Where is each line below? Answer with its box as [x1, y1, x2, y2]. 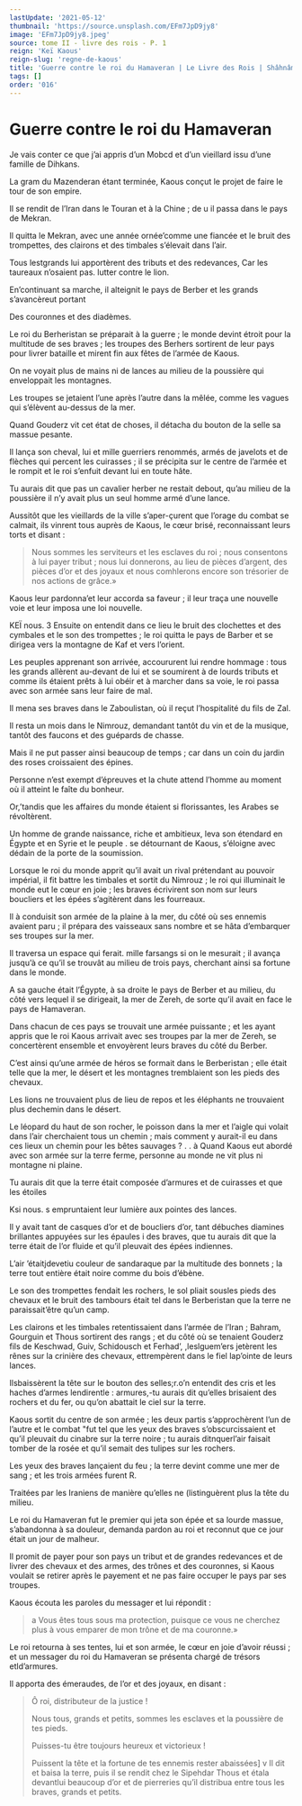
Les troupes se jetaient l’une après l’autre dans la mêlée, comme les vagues [9, 392, 289, 403]
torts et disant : [9, 529, 66, 540]
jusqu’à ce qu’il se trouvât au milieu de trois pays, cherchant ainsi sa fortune [9, 957, 290, 968]
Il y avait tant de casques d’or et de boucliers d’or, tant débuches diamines [9, 1221, 285, 1232]
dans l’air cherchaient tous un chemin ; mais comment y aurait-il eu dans [9, 1130, 279, 1141]
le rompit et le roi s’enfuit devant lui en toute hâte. [9, 465, 193, 476]
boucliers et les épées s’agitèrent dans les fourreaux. [9, 893, 206, 904]
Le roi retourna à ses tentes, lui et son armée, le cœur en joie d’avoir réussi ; [9, 1641, 290, 1652]
